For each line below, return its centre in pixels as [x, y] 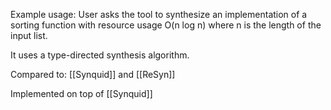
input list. [29, 35]
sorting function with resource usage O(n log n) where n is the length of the [166, 25]
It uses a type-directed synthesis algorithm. [100, 55]
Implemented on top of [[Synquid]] [81, 93]
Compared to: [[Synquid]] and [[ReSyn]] [93, 74]
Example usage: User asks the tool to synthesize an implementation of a [159, 14]
